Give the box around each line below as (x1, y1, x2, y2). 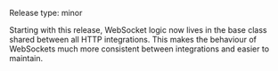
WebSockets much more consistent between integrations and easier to (9, 43, 270, 54)
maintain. (9, 53, 43, 63)
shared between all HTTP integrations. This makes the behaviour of (9, 35, 257, 44)
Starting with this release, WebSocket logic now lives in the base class (9, 25, 267, 35)
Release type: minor (9, 8, 83, 18)
